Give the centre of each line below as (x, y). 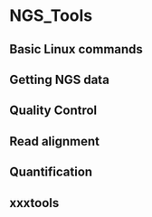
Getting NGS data (60, 79)
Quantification (51, 172)
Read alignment (55, 141)
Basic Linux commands (76, 49)
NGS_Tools (51, 16)
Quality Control (53, 111)
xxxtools (34, 203)
